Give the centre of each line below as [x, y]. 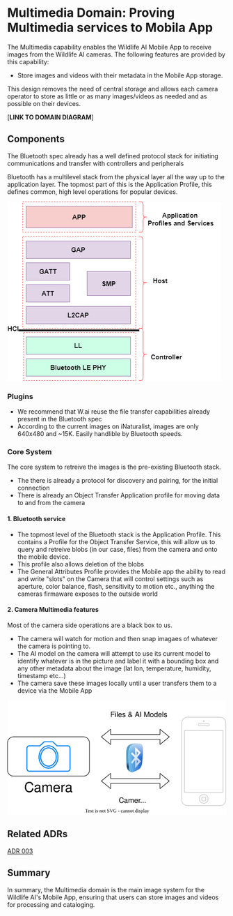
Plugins [20, 396]
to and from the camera [51, 503]
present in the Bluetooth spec [59, 419]
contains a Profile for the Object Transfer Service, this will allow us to [116, 541]
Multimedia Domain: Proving [91, 13]
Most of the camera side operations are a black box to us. [90, 625]
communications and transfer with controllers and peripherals [96, 163]
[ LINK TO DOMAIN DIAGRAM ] [50, 117]
